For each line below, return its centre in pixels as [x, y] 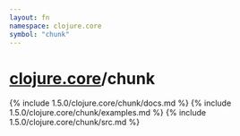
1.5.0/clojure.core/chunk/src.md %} [75, 123]
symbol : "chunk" [39, 34]
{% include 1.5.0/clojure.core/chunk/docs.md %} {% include [120, 103]
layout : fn [30, 17]
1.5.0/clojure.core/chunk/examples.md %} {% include [108, 113]
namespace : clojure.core [56, 26]
